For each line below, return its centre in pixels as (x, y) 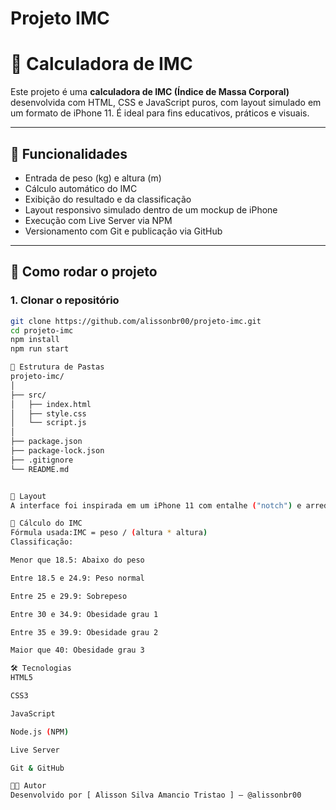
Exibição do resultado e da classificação (108, 199)
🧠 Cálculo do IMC (46, 523)
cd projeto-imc (42, 330)
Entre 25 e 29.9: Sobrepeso (69, 596)
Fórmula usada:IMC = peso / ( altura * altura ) (109, 533)
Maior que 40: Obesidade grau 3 (77, 650)
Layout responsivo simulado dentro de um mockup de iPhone (151, 209)
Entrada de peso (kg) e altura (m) (93, 178)
